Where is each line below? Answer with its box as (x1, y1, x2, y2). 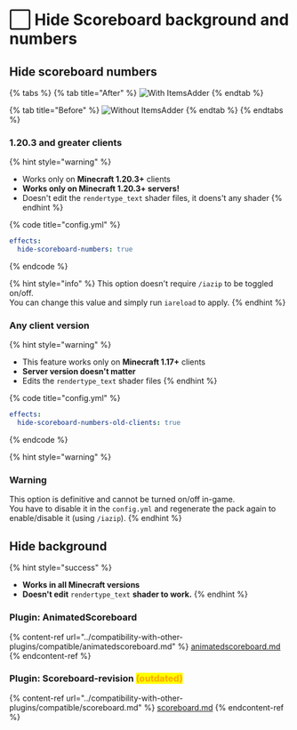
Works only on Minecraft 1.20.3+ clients (21, 174, 171, 185)
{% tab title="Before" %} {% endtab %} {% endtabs (9, 105, 284, 116)
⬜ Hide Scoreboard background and (9, 10, 289, 30)
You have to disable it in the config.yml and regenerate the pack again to (9, 503, 277, 514)
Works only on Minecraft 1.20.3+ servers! (21, 183, 180, 194)
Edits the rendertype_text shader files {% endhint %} (21, 375, 218, 387)
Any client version (9, 319, 90, 332)
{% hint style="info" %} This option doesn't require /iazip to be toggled (9, 278, 274, 289)
